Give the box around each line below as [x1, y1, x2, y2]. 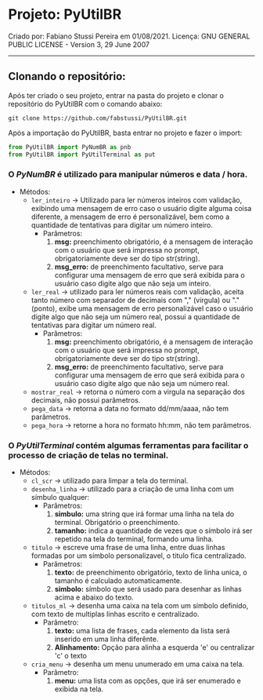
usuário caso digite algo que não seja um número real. [54, 378, 230, 388]
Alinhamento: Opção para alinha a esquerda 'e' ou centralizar [54, 643, 255, 652]
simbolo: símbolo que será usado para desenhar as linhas [54, 585, 243, 594]
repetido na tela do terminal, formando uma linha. [54, 534, 214, 544]
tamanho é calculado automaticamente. [54, 576, 182, 585]
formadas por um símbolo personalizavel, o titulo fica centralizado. [31, 551, 247, 560]
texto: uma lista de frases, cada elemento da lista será [54, 626, 230, 636]
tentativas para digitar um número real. [31, 320, 157, 330]
